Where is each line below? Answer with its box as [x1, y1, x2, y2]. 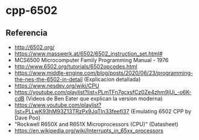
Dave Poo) [14, 114, 40, 121]
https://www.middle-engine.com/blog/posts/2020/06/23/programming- [14, 69, 194, 76]
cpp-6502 [5, 4, 58, 17]
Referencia [5, 28, 48, 38]
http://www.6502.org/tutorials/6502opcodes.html [14, 63, 137, 70]
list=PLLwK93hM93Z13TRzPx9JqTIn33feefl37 [14, 108, 130, 115]
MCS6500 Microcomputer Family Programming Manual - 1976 [14, 57, 169, 63]
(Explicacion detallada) [83, 76, 141, 83]
